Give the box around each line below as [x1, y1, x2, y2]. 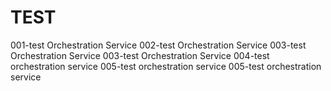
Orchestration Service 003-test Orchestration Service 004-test [10, 49, 270, 61]
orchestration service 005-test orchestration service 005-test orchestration [10, 60, 322, 72]
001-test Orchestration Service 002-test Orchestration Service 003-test [10, 39, 307, 51]
